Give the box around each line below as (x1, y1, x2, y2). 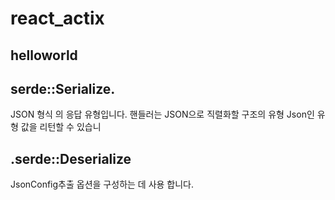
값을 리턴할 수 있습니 (20, 121, 102, 133)
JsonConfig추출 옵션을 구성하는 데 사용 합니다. (10, 178, 195, 191)
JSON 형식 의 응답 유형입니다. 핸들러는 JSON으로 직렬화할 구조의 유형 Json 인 (10, 108, 315, 121)
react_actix (10, 7, 105, 30)
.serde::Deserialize (10, 150, 132, 167)
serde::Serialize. (10, 80, 116, 97)
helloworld (10, 47, 78, 64)
